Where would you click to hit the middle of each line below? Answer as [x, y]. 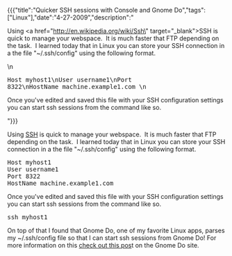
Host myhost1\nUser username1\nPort [69, 80]
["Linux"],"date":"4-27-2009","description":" [71, 17]
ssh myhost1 [27, 217]
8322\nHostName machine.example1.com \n [77, 87]
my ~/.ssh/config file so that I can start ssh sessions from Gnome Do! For [112, 238]
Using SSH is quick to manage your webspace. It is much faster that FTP [112, 134]
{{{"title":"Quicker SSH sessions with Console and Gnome [90, 10]
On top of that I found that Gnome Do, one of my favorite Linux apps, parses [116, 230]
